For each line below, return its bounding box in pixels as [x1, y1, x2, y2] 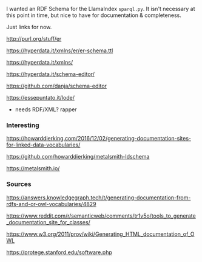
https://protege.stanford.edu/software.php [6, 249, 112, 256]
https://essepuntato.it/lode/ [6, 94, 75, 101]
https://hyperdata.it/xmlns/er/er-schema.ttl [6, 47, 113, 54]
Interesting [6, 121, 39, 129]
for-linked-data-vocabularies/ [6, 141, 81, 148]
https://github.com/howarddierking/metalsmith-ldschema [6, 153, 150, 160]
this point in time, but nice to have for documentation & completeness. [6, 12, 182, 19]
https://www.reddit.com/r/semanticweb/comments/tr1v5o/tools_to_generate [6, 212, 196, 219]
